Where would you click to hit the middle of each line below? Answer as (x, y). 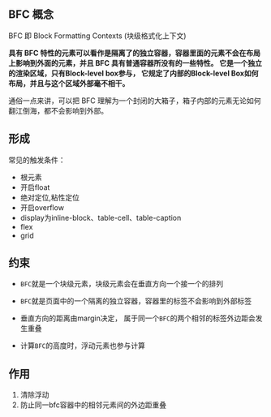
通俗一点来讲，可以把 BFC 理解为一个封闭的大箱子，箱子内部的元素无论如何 (135, 101)
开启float (35, 187)
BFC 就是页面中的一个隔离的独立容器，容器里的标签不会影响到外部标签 (136, 301)
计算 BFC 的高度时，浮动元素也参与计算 (83, 346)
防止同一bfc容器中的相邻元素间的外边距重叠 (93, 405)
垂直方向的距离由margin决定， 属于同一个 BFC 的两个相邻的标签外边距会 (138, 318)
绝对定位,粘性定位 (49, 197)
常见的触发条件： (37, 160)
